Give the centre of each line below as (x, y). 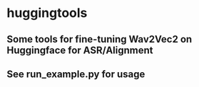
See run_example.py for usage (76, 74)
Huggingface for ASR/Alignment (80, 50)
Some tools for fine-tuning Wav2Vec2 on (99, 39)
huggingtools (47, 13)
